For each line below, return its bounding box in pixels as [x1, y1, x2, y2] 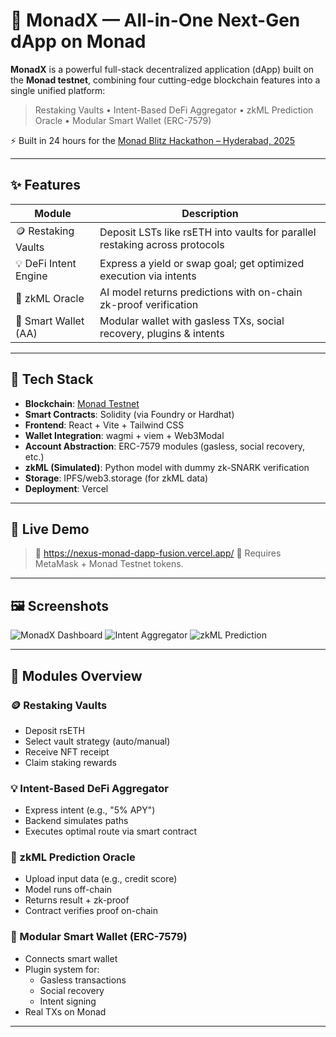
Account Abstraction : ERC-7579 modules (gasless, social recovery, [24, 440, 306, 452]
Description [181, 206, 239, 220]
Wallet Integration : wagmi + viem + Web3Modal [24, 429, 225, 441]
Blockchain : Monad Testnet [24, 397, 140, 409]
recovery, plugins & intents [99, 326, 225, 340]
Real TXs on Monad [24, 1005, 107, 1018]
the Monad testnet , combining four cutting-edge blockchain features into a [10, 74, 321, 86]
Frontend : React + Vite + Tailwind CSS [24, 419, 185, 431]
